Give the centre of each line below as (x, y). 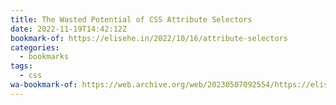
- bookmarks (44, 57)
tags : (21, 66)
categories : (35, 47)
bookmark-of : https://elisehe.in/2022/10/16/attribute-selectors (149, 38)
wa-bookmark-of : (44, 85)
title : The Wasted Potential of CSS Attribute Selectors (131, 19)
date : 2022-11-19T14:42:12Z (69, 29)
